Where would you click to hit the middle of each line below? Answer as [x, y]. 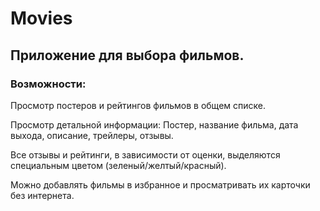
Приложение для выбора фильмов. [127, 55]
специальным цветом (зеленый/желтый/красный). [118, 165]
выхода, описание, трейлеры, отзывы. [92, 135]
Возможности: [48, 84]
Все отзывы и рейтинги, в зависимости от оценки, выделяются [145, 154]
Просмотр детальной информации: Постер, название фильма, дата [154, 124]
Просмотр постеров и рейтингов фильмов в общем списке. [138, 105]
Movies [41, 18]
